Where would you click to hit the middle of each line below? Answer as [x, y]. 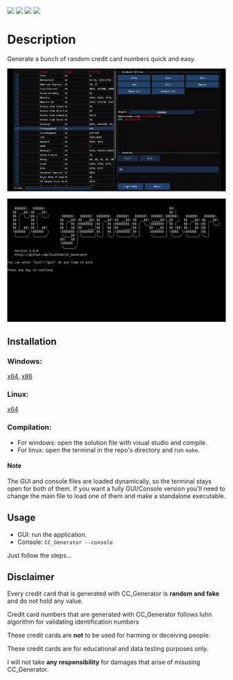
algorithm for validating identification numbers [73, 622]
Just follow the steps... [40, 555]
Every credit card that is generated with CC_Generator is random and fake [113, 594]
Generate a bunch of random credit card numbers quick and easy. [102, 58]
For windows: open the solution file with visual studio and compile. [112, 442]
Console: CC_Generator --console [65, 542]
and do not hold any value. [45, 601]
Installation [32, 341]
